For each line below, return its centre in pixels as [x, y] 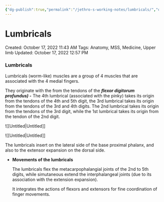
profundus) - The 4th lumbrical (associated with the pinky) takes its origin [80, 95]
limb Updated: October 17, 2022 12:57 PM [47, 52]
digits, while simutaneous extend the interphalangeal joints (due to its [82, 174]
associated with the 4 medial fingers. [42, 81]
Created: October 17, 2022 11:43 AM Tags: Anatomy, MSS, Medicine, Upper [81, 47]
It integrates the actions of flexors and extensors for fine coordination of [85, 189]
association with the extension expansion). [55, 180]
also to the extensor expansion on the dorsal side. [55, 150]
